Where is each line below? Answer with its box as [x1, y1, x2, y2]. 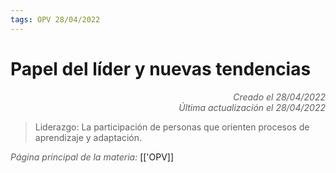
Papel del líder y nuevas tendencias [10, 57, 312, 80]
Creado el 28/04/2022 [233, 91, 326, 103]
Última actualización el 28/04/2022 [178, 101, 326, 113]
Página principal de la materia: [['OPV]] [10, 151, 175, 163]
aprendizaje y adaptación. [34, 131, 143, 143]
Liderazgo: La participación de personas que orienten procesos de [34, 121, 310, 133]
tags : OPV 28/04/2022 [10, 14, 101, 25]
